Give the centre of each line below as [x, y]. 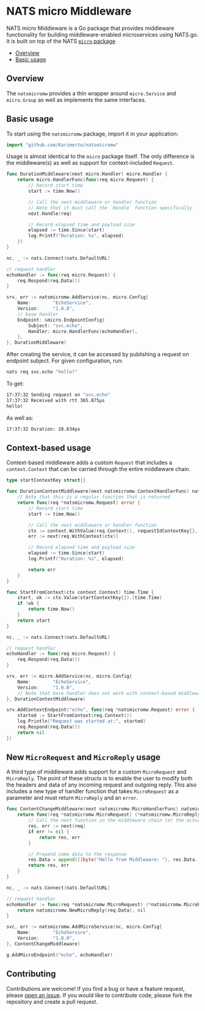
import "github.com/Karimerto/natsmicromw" [63, 145]
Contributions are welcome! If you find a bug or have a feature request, [95, 988]
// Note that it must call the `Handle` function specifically [110, 208]
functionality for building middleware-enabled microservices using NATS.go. [103, 34]
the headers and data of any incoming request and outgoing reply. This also [102, 785]
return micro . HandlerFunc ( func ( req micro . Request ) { [86, 180]
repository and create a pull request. [52, 1001]
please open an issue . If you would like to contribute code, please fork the [99, 995]
